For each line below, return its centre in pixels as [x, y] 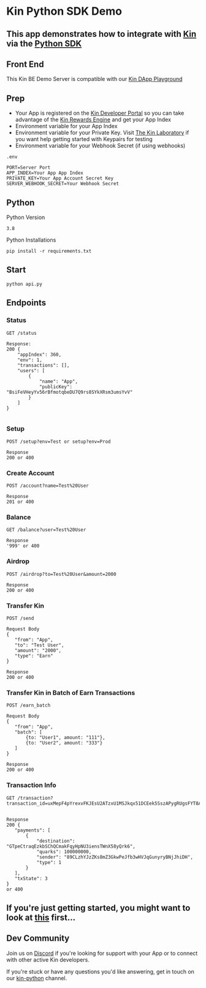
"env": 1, [30, 360]
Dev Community [38, 939]
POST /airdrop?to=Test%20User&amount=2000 [61, 574]
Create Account [30, 473]
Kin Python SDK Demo [64, 11]
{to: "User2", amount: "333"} [64, 743]
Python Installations [31, 240]
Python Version [26, 217]
